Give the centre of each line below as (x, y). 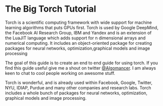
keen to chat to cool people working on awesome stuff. (60, 73)
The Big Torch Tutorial (51, 9)
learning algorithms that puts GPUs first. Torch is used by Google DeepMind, (82, 27)
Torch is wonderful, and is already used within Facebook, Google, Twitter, (79, 82)
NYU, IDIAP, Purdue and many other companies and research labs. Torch (78, 88)
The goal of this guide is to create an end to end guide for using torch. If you (81, 63)
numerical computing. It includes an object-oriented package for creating (79, 43)
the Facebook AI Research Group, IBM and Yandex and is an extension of (78, 33)
